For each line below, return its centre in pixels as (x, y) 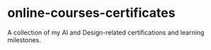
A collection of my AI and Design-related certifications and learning (106, 32)
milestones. (24, 39)
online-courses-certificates (91, 13)
